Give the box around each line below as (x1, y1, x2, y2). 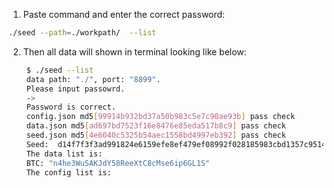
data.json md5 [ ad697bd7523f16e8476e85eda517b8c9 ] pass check (26, 121, 286, 131)
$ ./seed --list (26, 65, 95, 75)
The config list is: (26, 167, 112, 178)
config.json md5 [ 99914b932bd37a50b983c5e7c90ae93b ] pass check (26, 112, 296, 122)
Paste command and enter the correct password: (22, 9, 226, 20)
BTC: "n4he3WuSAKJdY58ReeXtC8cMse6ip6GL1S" (26, 158, 211, 168)
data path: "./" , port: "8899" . (26, 74, 161, 84)
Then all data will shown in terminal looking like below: (22, 45, 247, 58)
